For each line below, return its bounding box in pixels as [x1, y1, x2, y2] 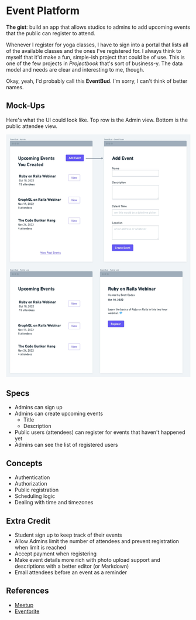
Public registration [14, 486, 59, 494]
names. [6, 83, 24, 90]
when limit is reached [14, 544, 66, 551]
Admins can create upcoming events [14, 410, 104, 417]
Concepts [6, 458, 43, 468]
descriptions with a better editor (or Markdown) [14, 562, 129, 570]
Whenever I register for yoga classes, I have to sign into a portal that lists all [6, 41, 188, 48]
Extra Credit [6, 515, 51, 526]
